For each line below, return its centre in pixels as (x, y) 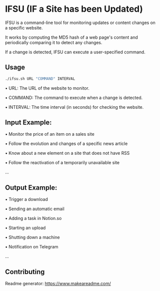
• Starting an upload (25, 228)
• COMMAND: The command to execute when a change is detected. (74, 97)
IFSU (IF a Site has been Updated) (74, 9)
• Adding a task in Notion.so (33, 218)
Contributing (25, 272)
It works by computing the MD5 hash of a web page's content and (71, 37)
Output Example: (31, 187)
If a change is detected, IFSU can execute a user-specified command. (75, 52)
